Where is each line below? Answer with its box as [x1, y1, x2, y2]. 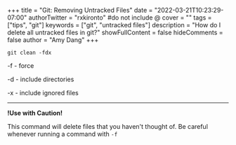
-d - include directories [7, 75, 74, 83]
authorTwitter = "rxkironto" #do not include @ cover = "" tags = [28, 13, 212, 22]
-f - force [7, 62, 34, 69]
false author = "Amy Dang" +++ [7, 36, 99, 44]
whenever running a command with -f [7, 130, 118, 138]
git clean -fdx [7, 49, 52, 56]
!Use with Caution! [7, 109, 63, 117]
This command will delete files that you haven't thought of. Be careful [7, 123, 209, 130]
